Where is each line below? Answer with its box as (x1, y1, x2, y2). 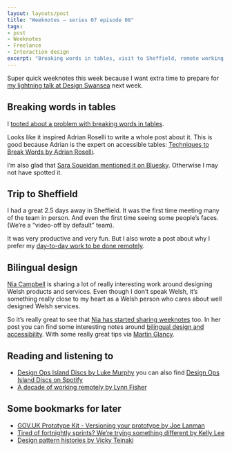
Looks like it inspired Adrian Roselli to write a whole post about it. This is (7, 132, 213, 141)
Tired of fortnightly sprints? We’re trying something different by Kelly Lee (17, 428, 225, 437)
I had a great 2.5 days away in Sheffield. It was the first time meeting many (7, 206, 220, 214)
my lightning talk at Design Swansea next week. (7, 81, 144, 90)
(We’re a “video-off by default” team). (7, 221, 115, 230)
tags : (7, 23, 23, 30)
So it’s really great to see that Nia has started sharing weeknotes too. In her (7, 315, 221, 324)
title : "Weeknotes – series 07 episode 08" (7, 17, 135, 23)
